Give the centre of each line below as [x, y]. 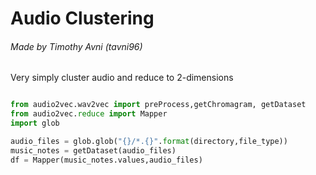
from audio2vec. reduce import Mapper [89, 114]
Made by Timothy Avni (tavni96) [76, 46]
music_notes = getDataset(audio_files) [93, 150]
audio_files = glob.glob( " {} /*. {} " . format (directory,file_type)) [149, 142]
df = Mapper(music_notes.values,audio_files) [106, 160]
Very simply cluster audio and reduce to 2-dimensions [122, 78]
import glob [35, 123]
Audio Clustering [82, 18]
